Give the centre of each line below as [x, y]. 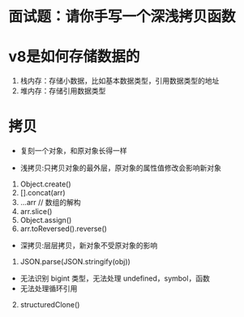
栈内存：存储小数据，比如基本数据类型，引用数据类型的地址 [120, 81]
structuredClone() [50, 305]
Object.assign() [46, 221]
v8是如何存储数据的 [74, 57]
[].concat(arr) [43, 193]
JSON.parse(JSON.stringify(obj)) [75, 262]
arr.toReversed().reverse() [64, 229]
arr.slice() [36, 212]
